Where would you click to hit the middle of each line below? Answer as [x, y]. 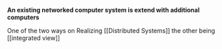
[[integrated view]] [34, 38]
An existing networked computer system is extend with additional [103, 10]
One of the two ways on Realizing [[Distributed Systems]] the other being [111, 31]
